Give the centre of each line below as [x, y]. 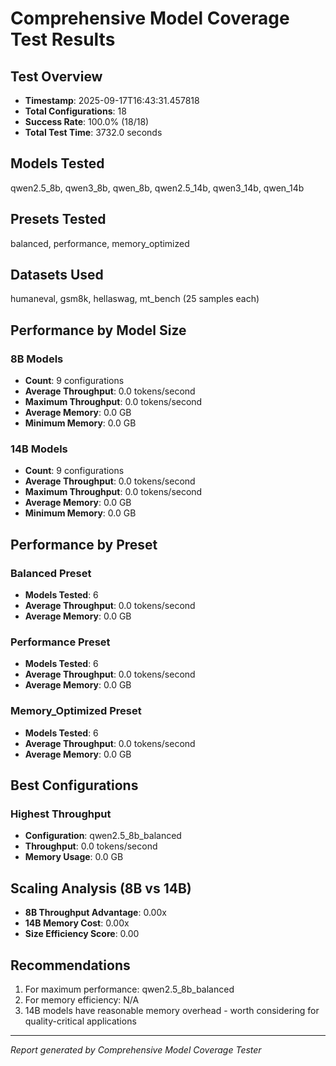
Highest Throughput [61, 814]
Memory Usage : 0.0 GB [74, 857]
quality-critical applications [80, 1021]
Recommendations [70, 965]
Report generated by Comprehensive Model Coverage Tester [136, 1050]
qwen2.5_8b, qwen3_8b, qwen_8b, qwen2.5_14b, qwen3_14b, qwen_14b [157, 188]
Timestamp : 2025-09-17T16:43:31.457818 [112, 100]
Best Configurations [74, 785]
